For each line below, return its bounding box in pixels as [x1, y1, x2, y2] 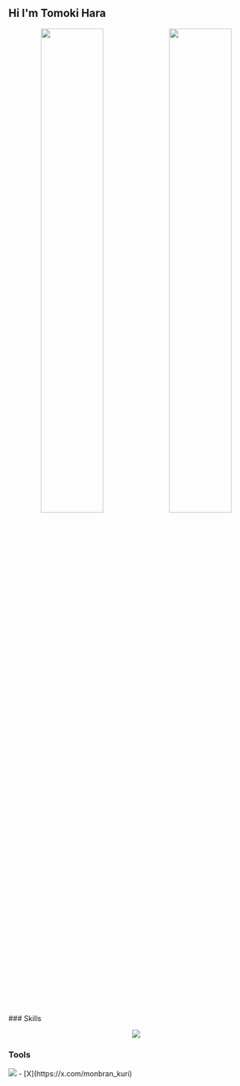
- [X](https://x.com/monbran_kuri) [18, 1068, 132, 1078]
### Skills [8, 1014, 42, 1024]
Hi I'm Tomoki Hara [8, 6, 106, 20]
